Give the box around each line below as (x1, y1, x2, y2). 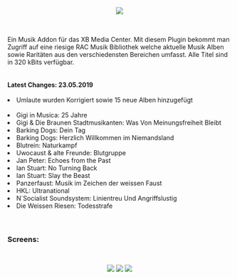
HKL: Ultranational (16, 186, 70, 195)
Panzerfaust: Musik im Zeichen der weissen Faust (16, 179, 162, 187)
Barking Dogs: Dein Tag (16, 126, 86, 135)
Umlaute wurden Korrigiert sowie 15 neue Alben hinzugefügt (16, 96, 194, 104)
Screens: (7, 234, 39, 244)
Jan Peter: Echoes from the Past (16, 157, 112, 164)
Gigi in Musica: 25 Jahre (16, 111, 88, 119)
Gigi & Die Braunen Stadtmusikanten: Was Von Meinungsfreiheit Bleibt (16, 118, 222, 127)
